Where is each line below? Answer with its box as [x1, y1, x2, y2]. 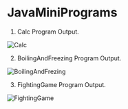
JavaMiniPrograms [7, 5, 118, 21]
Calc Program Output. [17, 27, 79, 36]
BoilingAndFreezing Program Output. [17, 53, 122, 62]
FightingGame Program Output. [17, 80, 107, 88]
